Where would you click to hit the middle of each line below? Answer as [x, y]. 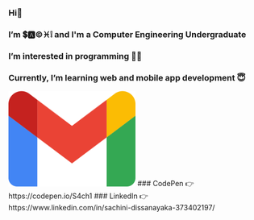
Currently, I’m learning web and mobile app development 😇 [127, 77]
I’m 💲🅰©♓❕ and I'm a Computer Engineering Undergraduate [127, 34]
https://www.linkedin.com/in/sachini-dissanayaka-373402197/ [112, 207]
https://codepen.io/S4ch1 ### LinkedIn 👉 [79, 196]
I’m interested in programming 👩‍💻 [75, 56]
